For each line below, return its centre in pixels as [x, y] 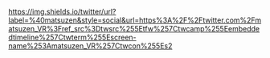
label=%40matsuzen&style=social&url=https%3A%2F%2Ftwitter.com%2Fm [135, 20]
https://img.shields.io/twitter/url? [62, 12]
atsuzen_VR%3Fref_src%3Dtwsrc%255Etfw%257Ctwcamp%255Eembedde [134, 29]
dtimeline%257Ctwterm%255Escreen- [72, 37]
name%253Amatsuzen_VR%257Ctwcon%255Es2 [90, 46]
